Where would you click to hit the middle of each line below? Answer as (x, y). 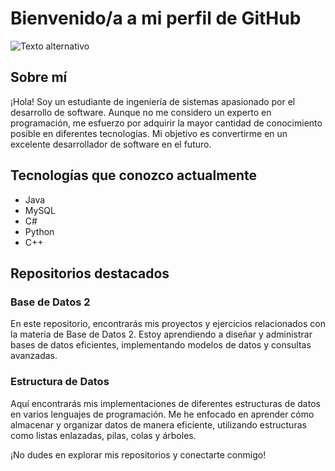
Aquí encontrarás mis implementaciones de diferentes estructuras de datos (165, 403)
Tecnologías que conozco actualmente (133, 175)
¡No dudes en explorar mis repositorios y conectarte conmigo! (138, 454)
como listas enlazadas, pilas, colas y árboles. (103, 435)
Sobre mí (39, 77)
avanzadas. (34, 356)
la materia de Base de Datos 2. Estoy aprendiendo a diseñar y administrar (161, 334)
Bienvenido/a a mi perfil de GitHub (156, 18)
